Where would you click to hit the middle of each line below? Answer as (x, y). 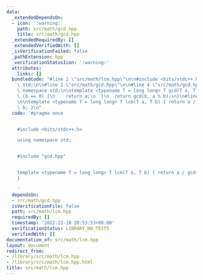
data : (13, 12)
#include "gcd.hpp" (42, 157)
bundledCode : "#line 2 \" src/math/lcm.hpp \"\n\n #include (85, 79)
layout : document (28, 246)
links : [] (30, 74)
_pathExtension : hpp (37, 57)
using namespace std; (44, 140)
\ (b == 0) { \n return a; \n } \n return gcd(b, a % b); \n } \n (101, 96)
